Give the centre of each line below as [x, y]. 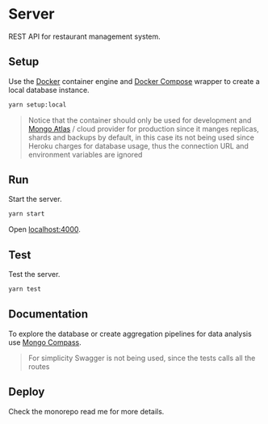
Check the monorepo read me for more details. [86, 411]
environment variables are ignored [85, 154]
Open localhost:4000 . [44, 229]
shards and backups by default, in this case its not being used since [141, 137]
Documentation [48, 315]
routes [39, 366]
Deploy [27, 392]
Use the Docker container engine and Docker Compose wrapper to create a [134, 81]
